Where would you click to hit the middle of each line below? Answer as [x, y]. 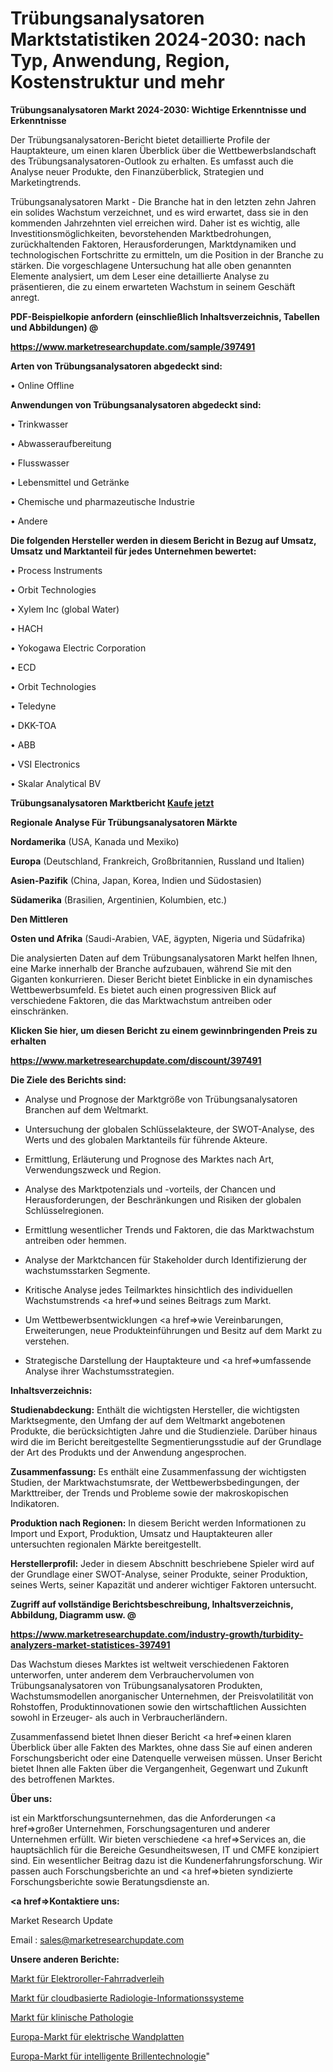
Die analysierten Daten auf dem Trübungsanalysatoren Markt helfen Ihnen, [164, 958]
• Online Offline [42, 385]
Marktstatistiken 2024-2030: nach [158, 39]
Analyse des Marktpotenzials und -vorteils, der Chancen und [150, 1189]
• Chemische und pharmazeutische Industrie [102, 501]
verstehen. [47, 1341]
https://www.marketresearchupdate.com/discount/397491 [136, 1060]
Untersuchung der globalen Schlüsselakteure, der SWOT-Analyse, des [169, 1129]
